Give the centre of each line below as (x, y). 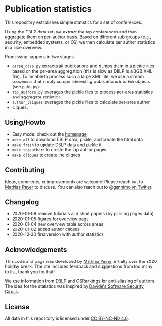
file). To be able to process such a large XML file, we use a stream (78, 76)
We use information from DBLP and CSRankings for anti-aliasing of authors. (80, 281)
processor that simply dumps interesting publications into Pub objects (81, 81)
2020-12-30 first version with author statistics (58, 234)
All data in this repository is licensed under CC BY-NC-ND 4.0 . (67, 318)
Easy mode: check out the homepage (49, 134)
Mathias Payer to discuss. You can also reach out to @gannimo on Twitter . (79, 187)
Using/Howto (25, 122)
